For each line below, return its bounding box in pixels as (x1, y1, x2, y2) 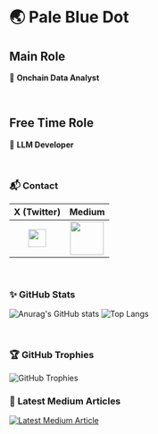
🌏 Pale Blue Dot (9, 7, 129, 28)
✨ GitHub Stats (9, 288, 76, 301)
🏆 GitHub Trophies (9, 349, 95, 362)
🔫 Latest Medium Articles (9, 395, 121, 407)
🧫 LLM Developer (9, 139, 74, 150)
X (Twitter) (13, 206, 61, 219)
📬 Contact (9, 179, 59, 192)
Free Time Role (9, 115, 94, 130)
